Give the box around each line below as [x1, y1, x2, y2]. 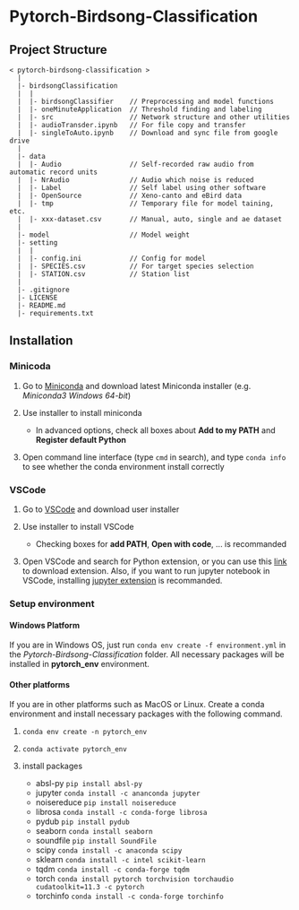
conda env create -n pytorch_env [21, 728, 148, 737]
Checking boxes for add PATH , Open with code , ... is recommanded [35, 538, 287, 549]
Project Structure [9, 42, 107, 57]
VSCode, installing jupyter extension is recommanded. [21, 575, 223, 585]
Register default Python [35, 434, 127, 445]
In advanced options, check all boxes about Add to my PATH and [35, 424, 276, 436]
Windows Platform [9, 620, 81, 630]
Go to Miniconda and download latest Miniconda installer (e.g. [21, 380, 252, 391]
